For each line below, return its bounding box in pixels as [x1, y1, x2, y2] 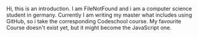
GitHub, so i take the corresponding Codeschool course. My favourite [6, 18, 182, 24]
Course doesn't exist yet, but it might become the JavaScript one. [6, 24, 172, 31]
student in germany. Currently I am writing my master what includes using [6, 11, 193, 18]
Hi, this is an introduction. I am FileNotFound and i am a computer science [6, 5, 193, 12]
